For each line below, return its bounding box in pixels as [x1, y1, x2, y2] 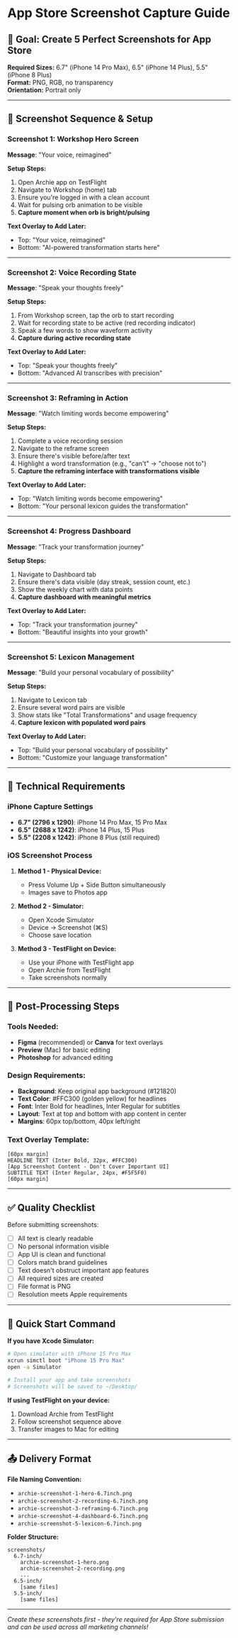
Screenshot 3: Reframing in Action [7, 392, 129, 402]
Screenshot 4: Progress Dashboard [7, 527, 131, 537]
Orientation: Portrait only [7, 86, 81, 94]
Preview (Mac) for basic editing [17, 1045, 110, 1054]
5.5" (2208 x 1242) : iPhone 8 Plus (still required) [17, 832, 161, 842]
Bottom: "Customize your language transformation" [17, 753, 168, 762]
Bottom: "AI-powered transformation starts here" [17, 243, 160, 251]
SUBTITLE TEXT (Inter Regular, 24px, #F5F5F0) [7, 1170, 147, 1177]
